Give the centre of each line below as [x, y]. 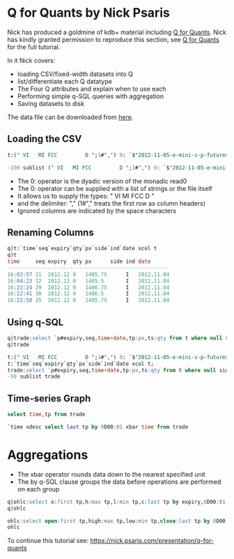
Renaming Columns [50, 232]
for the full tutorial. [34, 47]
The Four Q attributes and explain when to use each [92, 89]
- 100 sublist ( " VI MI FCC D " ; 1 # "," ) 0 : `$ [88, 168]
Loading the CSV [45, 139]
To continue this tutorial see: [48, 541]
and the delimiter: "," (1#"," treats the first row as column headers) [111, 203]
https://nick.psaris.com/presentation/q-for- [152, 541]
